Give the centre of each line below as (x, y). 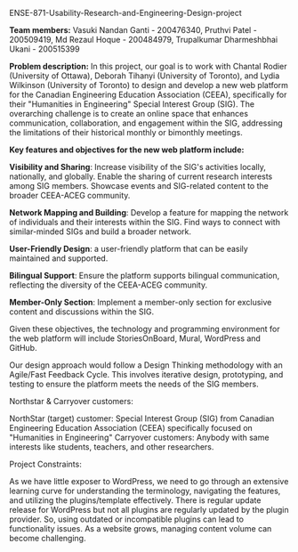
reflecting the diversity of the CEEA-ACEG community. (108, 285)
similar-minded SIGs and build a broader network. (101, 231)
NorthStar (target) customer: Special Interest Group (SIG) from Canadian (142, 418)
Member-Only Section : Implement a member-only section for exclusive (141, 302)
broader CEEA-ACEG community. (70, 195)
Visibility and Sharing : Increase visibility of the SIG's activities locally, (138, 167)
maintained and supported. (59, 258)
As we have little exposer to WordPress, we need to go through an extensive (149, 481)
